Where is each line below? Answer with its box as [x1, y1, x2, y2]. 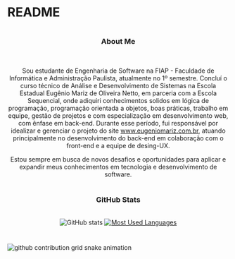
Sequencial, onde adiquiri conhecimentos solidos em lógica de [27, 96, 210, 104]
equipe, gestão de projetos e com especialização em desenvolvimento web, [8, 111, 229, 120]
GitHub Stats [96, 195, 141, 205]
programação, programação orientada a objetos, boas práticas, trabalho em [8, 104, 229, 112]
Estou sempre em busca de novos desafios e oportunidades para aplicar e [10, 155, 227, 163]
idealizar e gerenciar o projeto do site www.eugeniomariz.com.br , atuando [10, 126, 227, 135]
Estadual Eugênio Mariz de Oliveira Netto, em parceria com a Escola [20, 89, 217, 97]
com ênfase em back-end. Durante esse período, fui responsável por [18, 119, 218, 127]
